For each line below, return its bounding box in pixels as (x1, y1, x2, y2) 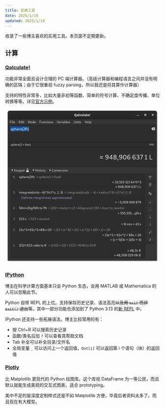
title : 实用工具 (5, 8, 35, 13)
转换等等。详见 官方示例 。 (5, 98, 57, 104)
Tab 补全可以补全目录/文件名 (12, 339, 70, 345)
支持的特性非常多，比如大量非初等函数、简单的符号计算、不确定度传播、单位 (5, 93, 160, 98)
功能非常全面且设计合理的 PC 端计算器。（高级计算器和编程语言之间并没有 (5, 76, 154, 82)
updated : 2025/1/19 (5, 18, 45, 23)
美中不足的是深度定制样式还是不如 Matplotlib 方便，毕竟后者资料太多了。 (5, 392, 153, 398)
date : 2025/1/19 (5, 13, 38, 18)
